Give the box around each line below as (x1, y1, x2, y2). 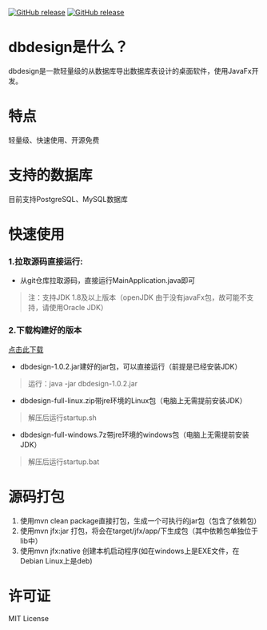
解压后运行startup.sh (27, 413, 98, 422)
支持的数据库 (8, 167, 94, 184)
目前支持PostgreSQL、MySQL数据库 (8, 194, 128, 204)
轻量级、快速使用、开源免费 (8, 135, 100, 144)
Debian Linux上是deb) (19, 555, 94, 565)
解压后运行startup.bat (27, 457, 100, 466)
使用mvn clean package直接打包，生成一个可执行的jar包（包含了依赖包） (19, 515, 261, 525)
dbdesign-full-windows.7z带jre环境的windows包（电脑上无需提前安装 (19, 430, 249, 439)
